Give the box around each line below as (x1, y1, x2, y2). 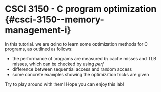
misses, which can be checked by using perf (12, 61, 104, 67)
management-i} (5, 25, 72, 36)
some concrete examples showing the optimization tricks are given (12, 71, 149, 77)
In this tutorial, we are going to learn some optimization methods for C (5, 41, 148, 46)
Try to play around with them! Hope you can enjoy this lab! (5, 81, 125, 87)
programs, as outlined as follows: (5, 46, 73, 52)
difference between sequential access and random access (12, 66, 132, 72)
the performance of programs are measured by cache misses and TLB (12, 55, 156, 61)
